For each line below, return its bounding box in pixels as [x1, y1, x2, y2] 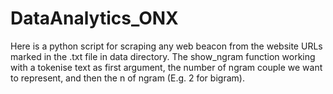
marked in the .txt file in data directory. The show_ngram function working [10, 50, 316, 62]
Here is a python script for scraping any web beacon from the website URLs [10, 40, 323, 52]
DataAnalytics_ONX [10, 7, 179, 30]
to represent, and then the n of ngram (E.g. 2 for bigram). [10, 72, 245, 84]
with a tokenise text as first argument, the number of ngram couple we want [10, 61, 323, 73]
